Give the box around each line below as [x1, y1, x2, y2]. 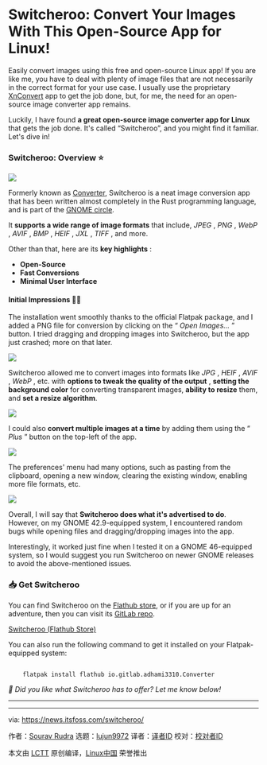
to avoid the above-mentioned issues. [8, 559, 133, 569]
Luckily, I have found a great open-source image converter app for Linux [8, 115, 250, 124]
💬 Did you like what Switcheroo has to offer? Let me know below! [8, 684, 222, 693]
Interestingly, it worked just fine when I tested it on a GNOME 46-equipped [8, 542, 253, 552]
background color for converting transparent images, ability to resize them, [8, 385, 258, 394]
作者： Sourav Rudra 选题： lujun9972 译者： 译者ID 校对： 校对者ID [8, 731, 224, 740]
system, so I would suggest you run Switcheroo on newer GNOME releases [8, 550, 254, 560]
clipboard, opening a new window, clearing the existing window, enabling [8, 471, 248, 480]
